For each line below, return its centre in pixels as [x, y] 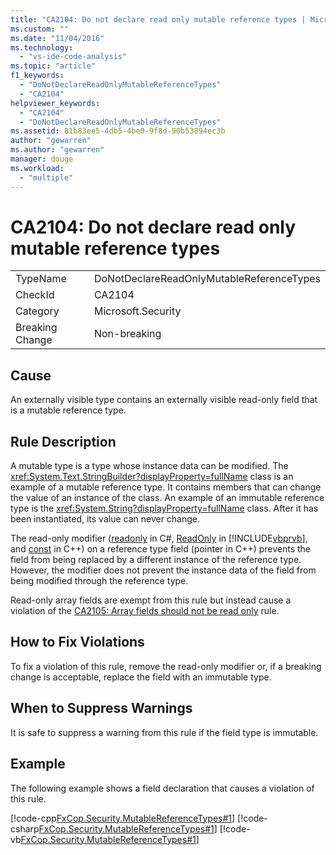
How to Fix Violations [77, 642]
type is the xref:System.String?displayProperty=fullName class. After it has [164, 508]
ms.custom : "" [40, 29]
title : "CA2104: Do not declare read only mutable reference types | [158, 19]
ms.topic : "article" [53, 66]
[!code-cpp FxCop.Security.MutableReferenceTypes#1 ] [123, 818]
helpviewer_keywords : [55, 103]
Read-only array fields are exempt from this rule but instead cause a [151, 600]
